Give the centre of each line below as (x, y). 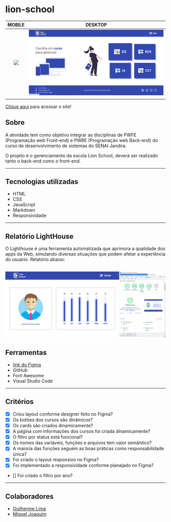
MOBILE (16, 25)
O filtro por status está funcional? (48, 437)
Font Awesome (28, 376)
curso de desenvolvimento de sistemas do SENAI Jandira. (66, 146)
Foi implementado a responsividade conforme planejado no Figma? (83, 465)
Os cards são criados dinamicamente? (53, 426)
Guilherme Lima (29, 509)
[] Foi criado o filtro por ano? (42, 476)
